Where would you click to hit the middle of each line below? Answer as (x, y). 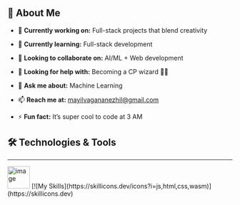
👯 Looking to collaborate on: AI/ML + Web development (100, 58)
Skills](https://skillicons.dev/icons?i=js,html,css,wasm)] (130, 186)
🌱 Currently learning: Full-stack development (85, 44)
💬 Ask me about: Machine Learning (70, 85)
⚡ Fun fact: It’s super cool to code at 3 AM (80, 116)
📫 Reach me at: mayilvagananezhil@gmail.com (88, 100)
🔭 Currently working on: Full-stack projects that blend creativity (112, 30)
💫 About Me (34, 13)
